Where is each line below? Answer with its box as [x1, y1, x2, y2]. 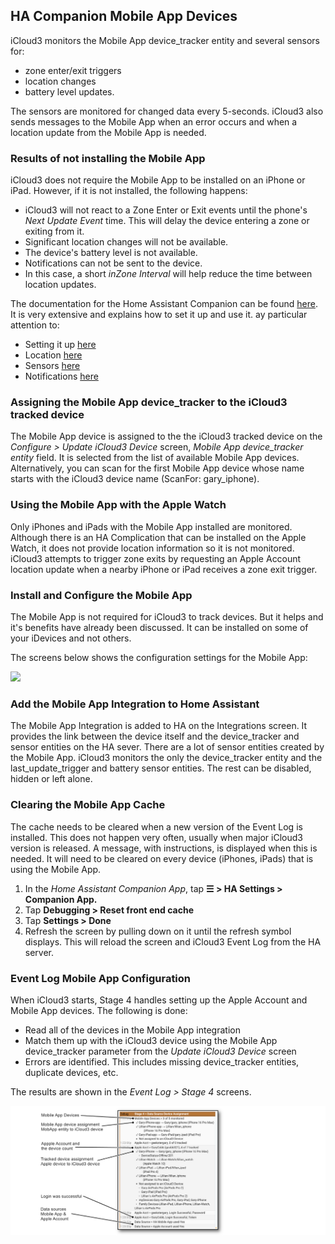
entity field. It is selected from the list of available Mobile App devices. [10, 452, 300, 464]
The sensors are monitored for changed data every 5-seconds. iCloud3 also [10, 105, 324, 117]
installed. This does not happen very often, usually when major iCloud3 [10, 831, 303, 843]
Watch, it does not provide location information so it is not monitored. [10, 542, 295, 554]
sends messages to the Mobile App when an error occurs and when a [10, 115, 298, 128]
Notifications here [24, 370, 99, 383]
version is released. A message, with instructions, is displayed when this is [10, 842, 318, 854]
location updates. [24, 279, 97, 291]
